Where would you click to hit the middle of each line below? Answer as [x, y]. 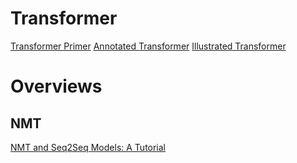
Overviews [56, 86]
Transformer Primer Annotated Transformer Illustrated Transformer [148, 46]
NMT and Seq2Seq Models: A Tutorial [88, 147]
